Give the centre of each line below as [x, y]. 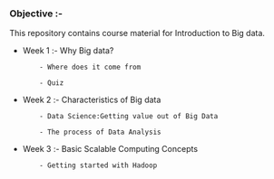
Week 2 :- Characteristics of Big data [92, 100]
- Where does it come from [90, 67]
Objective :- [36, 14]
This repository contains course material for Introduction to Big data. [137, 33]
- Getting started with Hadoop [98, 165]
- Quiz [52, 83]
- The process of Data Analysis [100, 132]
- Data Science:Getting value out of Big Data [129, 117]
